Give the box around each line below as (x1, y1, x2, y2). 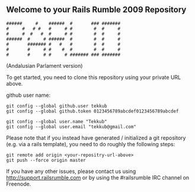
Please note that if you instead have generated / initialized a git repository (6, 134, 186, 141)
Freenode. (6, 180, 31, 187)
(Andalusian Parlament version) (6, 62, 83, 69)
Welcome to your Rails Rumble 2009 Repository (6, 5, 187, 15)
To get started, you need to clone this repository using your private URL (6, 74, 181, 81)
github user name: (6, 92, 51, 99)
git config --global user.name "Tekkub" (6, 118, 108, 124)
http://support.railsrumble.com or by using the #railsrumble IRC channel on (6, 174, 190, 181)
